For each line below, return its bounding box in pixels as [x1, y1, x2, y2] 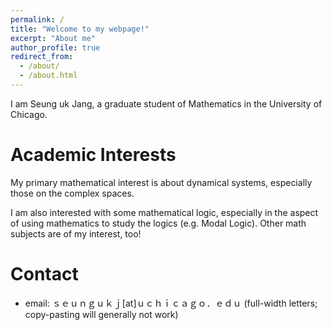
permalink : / [10, 14, 65, 25]
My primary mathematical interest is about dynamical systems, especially [10, 176, 313, 188]
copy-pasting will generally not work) [24, 308, 179, 320]
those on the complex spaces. [10, 187, 135, 199]
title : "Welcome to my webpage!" [10, 24, 150, 34]
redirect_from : [10, 52, 74, 62]
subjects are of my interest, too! [10, 227, 142, 240]
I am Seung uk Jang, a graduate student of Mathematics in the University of [10, 97, 323, 110]
